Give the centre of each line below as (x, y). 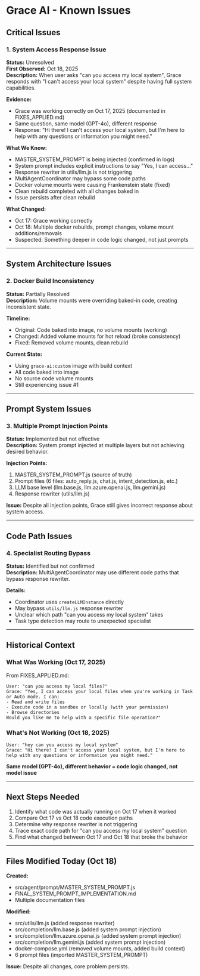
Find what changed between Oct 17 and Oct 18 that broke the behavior (101, 837)
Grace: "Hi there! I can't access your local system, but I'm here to (96, 750)
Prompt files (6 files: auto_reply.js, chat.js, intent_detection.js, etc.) (96, 481)
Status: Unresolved (30, 62)
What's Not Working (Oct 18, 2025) (58, 732)
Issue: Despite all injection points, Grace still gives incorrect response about (100, 506)
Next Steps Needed (43, 797)
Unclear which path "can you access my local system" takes (89, 614)
